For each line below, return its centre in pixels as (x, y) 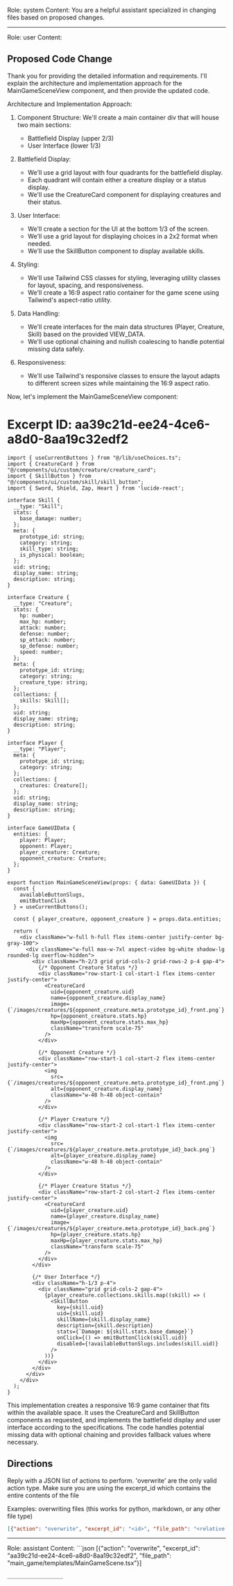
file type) (20, 1516)
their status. (45, 202)
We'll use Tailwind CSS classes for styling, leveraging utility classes (124, 277)
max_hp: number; (43, 621)
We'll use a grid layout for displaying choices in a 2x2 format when (123, 236)
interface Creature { (38, 597)
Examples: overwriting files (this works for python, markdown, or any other (114, 1508)
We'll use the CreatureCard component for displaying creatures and (124, 194)
